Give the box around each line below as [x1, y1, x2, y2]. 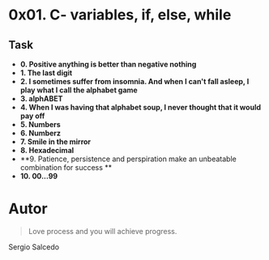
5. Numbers [19, 120, 61, 129]
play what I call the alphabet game [19, 85, 138, 95]
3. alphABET [19, 94, 63, 103]
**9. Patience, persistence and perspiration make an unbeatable [19, 154, 237, 164]
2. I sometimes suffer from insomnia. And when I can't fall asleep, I [19, 77, 250, 86]
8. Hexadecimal [19, 146, 75, 155]
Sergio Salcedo [8, 241, 59, 252]
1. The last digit [19, 68, 73, 78]
